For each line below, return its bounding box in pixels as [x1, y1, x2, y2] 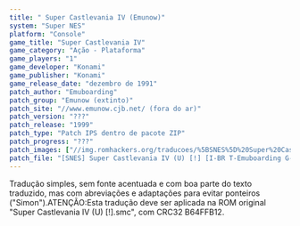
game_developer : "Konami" [9, 63, 105, 72]
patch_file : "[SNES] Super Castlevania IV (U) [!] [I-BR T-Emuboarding [9, 153, 281, 163]
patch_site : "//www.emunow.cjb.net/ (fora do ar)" [9, 104, 202, 113]
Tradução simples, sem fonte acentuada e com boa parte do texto [9, 178, 253, 189]
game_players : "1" [9, 54, 78, 63]
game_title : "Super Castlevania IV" [9, 37, 146, 47]
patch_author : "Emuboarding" [9, 87, 118, 96]
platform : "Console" [9, 29, 87, 38]
